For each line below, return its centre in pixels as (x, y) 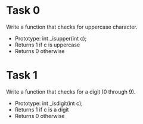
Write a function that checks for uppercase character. (72, 27)
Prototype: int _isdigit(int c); (49, 103)
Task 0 (23, 10)
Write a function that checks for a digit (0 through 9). (71, 92)
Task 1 (22, 75)
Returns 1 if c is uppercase (47, 45)
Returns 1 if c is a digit (42, 109)
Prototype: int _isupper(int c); (51, 38)
